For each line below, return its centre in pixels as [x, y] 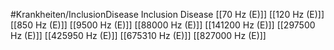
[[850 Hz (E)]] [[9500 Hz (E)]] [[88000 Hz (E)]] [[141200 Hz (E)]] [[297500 [163, 25]
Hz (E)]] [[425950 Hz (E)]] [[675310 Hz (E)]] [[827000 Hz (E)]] [138, 35]
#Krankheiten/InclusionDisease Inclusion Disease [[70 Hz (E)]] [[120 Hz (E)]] [167, 14]
